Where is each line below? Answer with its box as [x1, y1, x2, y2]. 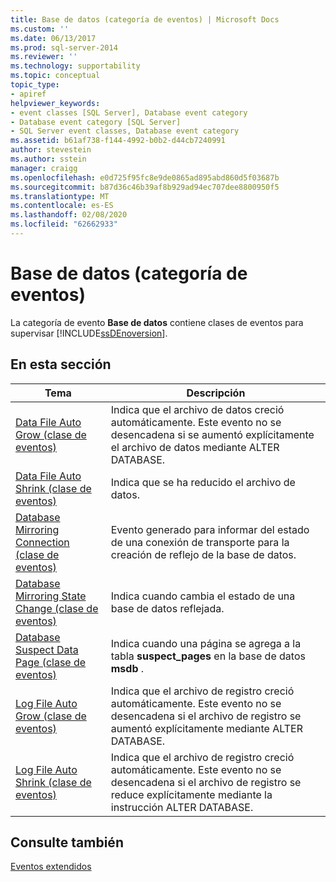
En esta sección [10, 356, 112, 373]
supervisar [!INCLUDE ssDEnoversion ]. [10, 327, 168, 339]
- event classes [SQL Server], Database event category [10, 107, 248, 118]
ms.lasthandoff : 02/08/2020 [10, 210, 128, 220]
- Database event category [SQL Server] [10, 117, 182, 127]
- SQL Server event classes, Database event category [10, 126, 240, 136]
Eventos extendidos [10, 861, 92, 873]
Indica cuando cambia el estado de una [110, 589, 296, 603]
